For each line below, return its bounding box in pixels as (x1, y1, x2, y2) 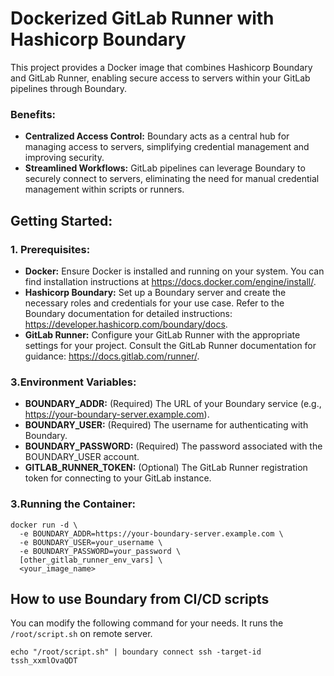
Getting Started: (10, 212, 113, 229)
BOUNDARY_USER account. (24, 451, 140, 463)
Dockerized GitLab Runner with (10, 7, 275, 30)
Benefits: (10, 107, 57, 121)
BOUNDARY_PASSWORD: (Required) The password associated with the (24, 440, 323, 452)
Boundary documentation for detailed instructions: (24, 307, 233, 319)
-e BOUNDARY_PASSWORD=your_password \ (19, 546, 182, 556)
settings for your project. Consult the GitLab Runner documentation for (24, 339, 317, 351)
